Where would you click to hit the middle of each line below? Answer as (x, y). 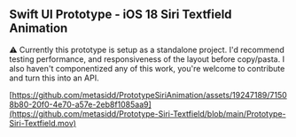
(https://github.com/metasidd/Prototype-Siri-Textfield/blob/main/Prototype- (148, 113)
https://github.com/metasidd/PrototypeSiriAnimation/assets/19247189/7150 (150, 95)
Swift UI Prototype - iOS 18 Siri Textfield (121, 15)
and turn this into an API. (54, 78)
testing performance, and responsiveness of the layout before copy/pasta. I (147, 59)
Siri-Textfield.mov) (43, 123)
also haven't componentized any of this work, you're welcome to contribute (147, 68)
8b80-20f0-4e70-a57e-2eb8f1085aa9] (81, 104)
